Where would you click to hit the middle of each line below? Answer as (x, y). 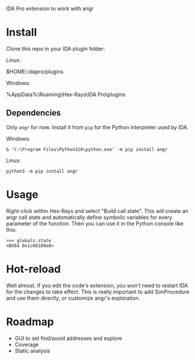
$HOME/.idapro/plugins (35, 71)
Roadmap (30, 322)
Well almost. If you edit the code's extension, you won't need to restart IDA (97, 285)
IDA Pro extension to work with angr (50, 9)
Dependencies (33, 113)
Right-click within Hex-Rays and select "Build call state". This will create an (97, 211)
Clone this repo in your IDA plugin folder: (56, 48)
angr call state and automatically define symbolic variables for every (89, 217)
